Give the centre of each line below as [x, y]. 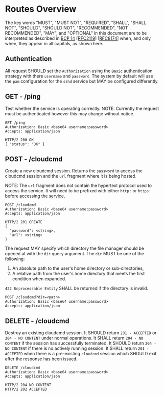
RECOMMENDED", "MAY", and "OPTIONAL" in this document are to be [76, 33]
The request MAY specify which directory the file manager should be [75, 248]
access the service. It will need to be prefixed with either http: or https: [78, 191]
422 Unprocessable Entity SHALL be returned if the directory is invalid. [77, 289]
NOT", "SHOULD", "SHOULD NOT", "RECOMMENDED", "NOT [67, 27]
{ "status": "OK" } [25, 144]
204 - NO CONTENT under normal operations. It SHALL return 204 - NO [74, 338]
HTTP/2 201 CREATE [24, 222]
